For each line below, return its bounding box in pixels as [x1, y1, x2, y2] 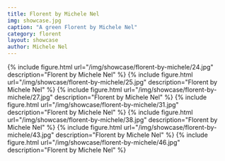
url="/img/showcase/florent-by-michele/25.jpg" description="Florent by [7, 78, 218, 86]
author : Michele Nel [7, 43, 69, 50]
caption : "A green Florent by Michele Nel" [7, 23, 138, 30]
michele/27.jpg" [7, 93, 53, 101]
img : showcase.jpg [7, 17, 62, 24]
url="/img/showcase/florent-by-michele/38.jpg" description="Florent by [7, 116, 218, 124]
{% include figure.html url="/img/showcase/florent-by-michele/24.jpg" [7, 63, 214, 71]
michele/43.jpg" [7, 131, 54, 139]
